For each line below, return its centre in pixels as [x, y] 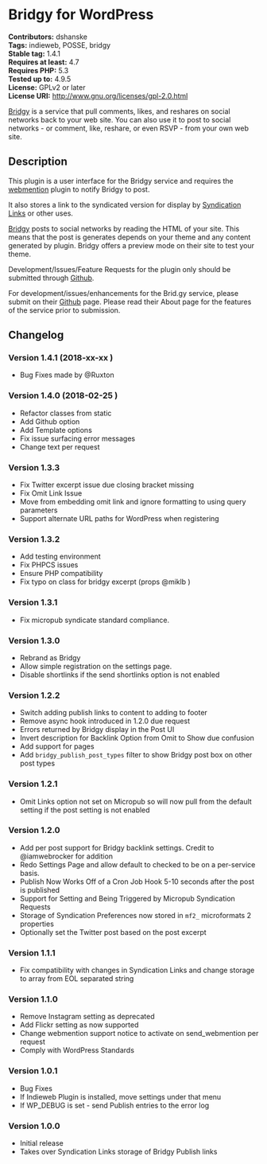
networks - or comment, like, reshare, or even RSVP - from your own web [128, 128]
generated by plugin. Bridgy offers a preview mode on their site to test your [132, 245]
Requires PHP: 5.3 [39, 70]
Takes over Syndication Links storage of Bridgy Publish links [118, 1152]
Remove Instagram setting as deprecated [87, 1017]
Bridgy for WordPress [81, 15]
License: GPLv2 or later [47, 87]
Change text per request [60, 446]
